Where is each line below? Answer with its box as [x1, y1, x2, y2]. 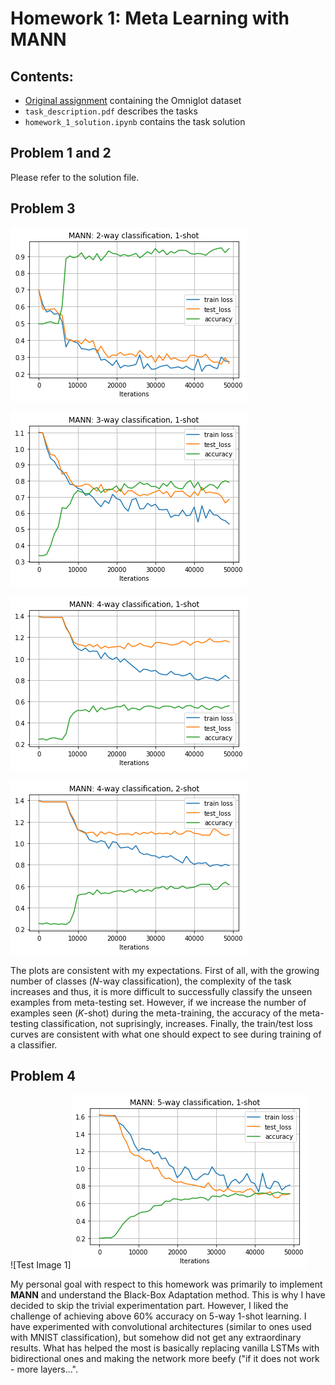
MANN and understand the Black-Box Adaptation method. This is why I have [10, 1289, 326, 1301]
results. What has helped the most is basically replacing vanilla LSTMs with [10, 1342, 320, 1354]
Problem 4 [10, 1068, 77, 1085]
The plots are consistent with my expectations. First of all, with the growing [10, 964, 320, 976]
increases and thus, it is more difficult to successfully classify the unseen [10, 985, 313, 997]
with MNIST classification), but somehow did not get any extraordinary [10, 1332, 302, 1344]
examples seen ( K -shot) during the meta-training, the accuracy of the [10, 1007, 298, 1019]
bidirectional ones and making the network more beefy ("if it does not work [10, 1353, 320, 1365]
